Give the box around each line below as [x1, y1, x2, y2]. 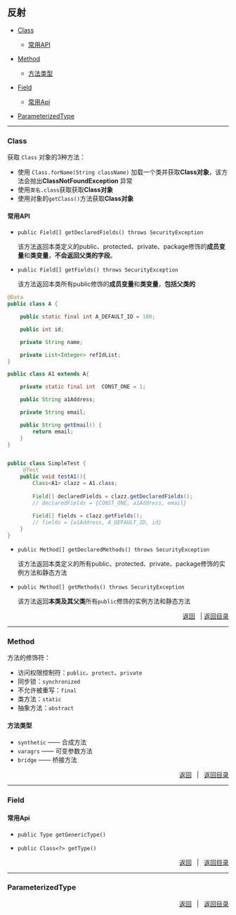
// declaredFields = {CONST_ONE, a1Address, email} [32, 499, 188, 506]
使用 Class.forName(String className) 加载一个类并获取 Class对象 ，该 [17, 168, 222, 176]
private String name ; [20, 338, 83, 345]
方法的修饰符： [7, 653, 51, 662]
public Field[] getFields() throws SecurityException [17, 266, 178, 274]
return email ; [32, 428, 74, 435]
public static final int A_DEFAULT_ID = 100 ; [20, 313, 156, 321]
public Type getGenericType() [17, 831, 107, 838]
